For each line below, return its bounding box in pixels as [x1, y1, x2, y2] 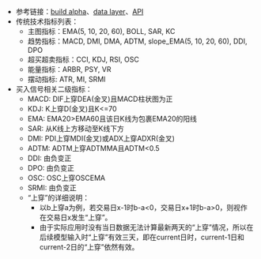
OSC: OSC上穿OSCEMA [27, 173, 106, 182]
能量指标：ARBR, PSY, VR [27, 65, 112, 73]
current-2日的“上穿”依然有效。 [39, 242, 139, 251]
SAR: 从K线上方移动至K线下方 [27, 124, 125, 133]
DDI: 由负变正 [27, 153, 72, 163]
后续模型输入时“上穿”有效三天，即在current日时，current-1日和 [39, 232, 245, 242]
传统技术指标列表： [15, 17, 79, 26]
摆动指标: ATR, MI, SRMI [27, 74, 106, 84]
